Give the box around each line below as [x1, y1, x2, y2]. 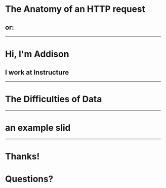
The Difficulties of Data [5, 94, 102, 105]
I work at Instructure [5, 68, 69, 76]
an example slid [5, 122, 71, 134]
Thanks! [5, 151, 40, 162]
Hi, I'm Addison [5, 48, 69, 60]
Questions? [5, 174, 53, 185]
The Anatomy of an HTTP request [5, 3, 146, 15]
